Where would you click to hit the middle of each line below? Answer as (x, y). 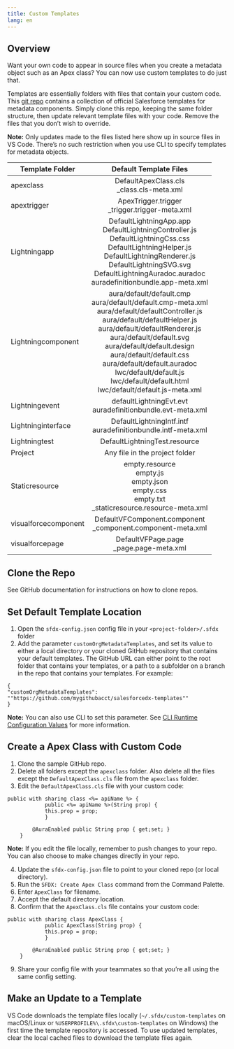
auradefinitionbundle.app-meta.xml (149, 283)
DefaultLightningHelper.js (150, 248)
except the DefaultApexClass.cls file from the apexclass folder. (108, 778)
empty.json (150, 482)
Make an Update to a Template (74, 998)
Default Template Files (150, 169)
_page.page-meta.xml (149, 548)
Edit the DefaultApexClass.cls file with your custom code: (100, 786)
